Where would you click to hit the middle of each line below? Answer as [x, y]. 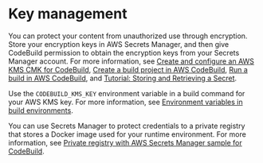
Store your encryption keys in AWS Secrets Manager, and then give [119, 44]
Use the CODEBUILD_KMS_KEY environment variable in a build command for [127, 93]
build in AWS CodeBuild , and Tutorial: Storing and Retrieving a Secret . [123, 78]
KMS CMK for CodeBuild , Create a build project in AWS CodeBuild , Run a [128, 69]
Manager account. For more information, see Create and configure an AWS [131, 61]
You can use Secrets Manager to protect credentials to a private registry [127, 126]
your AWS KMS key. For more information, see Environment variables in [126, 102]
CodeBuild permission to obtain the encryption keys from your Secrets [124, 52]
